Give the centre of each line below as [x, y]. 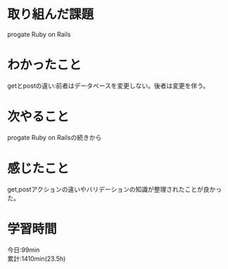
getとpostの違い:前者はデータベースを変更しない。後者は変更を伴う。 [108, 86]
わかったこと [45, 65]
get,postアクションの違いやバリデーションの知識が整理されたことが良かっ [115, 189]
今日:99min [24, 249]
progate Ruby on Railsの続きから [55, 137]
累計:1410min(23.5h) [37, 258]
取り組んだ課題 [51, 14]
